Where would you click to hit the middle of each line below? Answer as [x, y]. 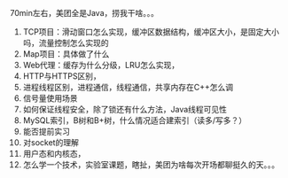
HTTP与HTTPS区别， [62, 76]
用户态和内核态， [54, 154]
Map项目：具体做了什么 [66, 54]
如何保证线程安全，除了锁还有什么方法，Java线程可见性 [125, 109]
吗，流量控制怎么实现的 [66, 43]
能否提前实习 [46, 132]
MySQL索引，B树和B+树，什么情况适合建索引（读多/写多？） [135, 120]
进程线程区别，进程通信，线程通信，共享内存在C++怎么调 [128, 87]
